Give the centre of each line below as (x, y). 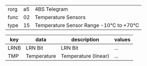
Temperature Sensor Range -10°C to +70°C (87, 25)
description (85, 39)
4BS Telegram (51, 9)
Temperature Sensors (60, 17)
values (122, 39)
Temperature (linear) (85, 56)
